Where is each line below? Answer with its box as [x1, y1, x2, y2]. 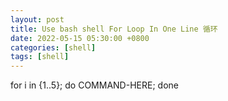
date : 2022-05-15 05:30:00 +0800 [10, 33, 150, 43]
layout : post [10, 14, 65, 25]
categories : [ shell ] [10, 42, 97, 53]
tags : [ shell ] [10, 52, 70, 62]
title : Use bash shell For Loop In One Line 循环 [10, 24, 218, 34]
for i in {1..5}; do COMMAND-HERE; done [10, 79, 179, 91]
